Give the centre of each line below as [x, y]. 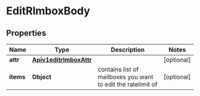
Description [128, 50]
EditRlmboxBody [48, 11]
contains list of [118, 69]
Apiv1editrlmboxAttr [62, 60]
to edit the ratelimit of [127, 84]
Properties [26, 33]
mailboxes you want [125, 77]
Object [42, 77]
